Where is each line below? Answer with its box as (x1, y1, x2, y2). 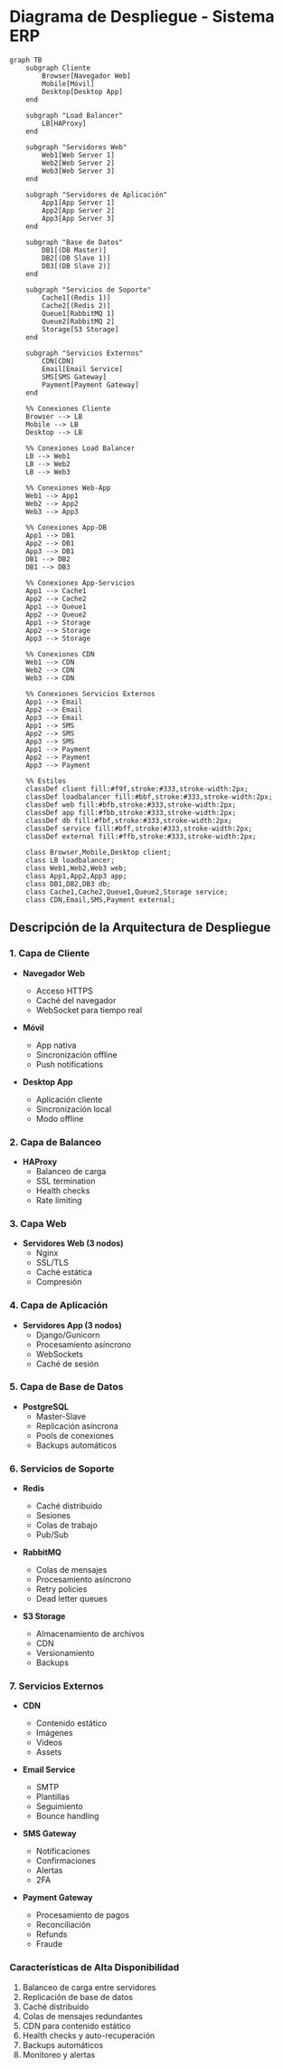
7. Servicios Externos (9, 1680, 104, 1692)
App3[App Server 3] (42, 214, 116, 223)
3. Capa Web (9, 1217, 67, 1230)
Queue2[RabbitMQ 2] (42, 317, 116, 326)
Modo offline (35, 1113, 84, 1124)
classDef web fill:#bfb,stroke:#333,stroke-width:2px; (25, 800, 237, 809)
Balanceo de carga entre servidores (22, 1981, 156, 1993)
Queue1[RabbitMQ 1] (42, 309, 116, 318)
